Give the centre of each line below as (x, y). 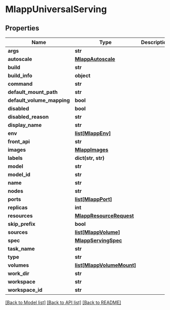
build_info (20, 76)
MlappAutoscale (95, 59)
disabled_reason (28, 117)
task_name (22, 249)
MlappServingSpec (98, 240)
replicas (18, 208)
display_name (25, 125)
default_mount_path (33, 92)
